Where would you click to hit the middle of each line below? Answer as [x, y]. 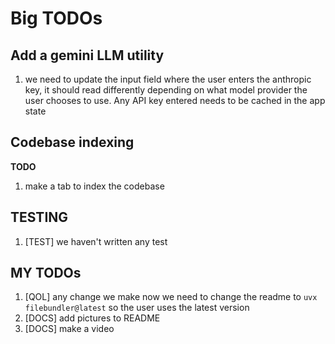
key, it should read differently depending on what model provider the [166, 90]
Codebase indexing [72, 142]
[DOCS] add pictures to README [92, 318]
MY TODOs [46, 273]
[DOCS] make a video [69, 329]
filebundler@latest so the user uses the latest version [137, 308]
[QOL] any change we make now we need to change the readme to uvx [171, 297]
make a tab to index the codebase [94, 186]
